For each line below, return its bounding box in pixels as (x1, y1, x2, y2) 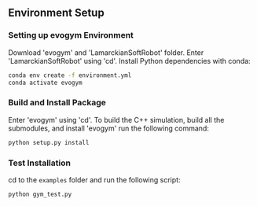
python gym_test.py (8, 190, 72, 198)
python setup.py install (8, 138, 90, 146)
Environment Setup (8, 6, 105, 20)
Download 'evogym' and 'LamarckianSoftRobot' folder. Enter (8, 47, 204, 57)
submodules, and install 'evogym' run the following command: (8, 123, 210, 133)
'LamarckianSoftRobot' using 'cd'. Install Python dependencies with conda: (8, 56, 251, 65)
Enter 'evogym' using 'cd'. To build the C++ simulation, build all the (8, 115, 225, 124)
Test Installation (8, 157, 71, 168)
